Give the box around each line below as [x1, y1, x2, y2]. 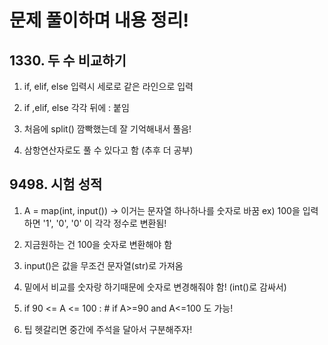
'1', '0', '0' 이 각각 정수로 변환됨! [42, 217, 167, 229]
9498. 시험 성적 [9, 176, 103, 193]
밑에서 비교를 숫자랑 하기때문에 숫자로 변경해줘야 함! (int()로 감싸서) [23, 281, 287, 293]
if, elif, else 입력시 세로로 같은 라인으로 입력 [23, 81, 194, 92]
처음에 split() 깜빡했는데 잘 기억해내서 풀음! [23, 123, 192, 135]
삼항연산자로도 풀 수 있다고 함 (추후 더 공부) [23, 144, 194, 156]
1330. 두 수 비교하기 [9, 52, 127, 69]
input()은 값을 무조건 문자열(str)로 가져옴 [23, 259, 184, 271]
